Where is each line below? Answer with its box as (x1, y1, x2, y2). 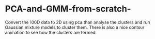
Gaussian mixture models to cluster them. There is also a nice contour (5, 24, 145, 30)
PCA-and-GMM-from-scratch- (5, 3, 131, 14)
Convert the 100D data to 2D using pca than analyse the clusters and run (5, 19, 150, 25)
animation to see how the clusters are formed (5, 29, 96, 35)
